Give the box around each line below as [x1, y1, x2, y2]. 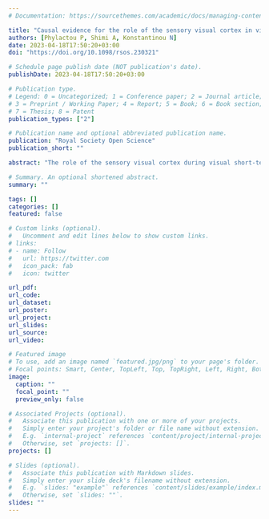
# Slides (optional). [8, 461, 81, 469]
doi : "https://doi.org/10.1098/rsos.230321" [8, 49, 159, 57]
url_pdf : [8, 284, 38, 292]
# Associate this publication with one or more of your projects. [8, 417, 242, 425]
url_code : [8, 291, 42, 299]
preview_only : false [15, 395, 84, 403]
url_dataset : [8, 298, 52, 307]
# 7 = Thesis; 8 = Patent [8, 107, 94, 116]
